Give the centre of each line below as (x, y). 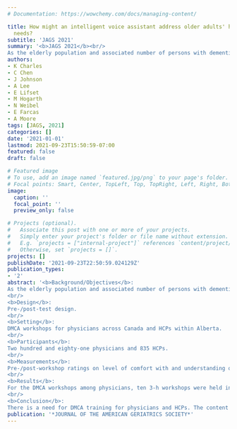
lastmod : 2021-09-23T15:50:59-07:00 (61, 145)
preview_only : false (44, 211)
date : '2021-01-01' (36, 139)
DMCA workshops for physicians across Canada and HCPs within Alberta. (115, 329)
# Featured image (33, 171)
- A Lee (19, 86)
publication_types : (36, 270)
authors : (20, 60)
